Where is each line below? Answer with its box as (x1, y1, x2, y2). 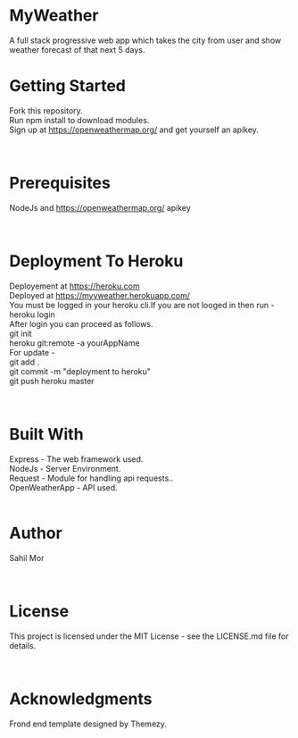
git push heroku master (9, 375, 95, 386)
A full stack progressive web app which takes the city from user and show (9, 35, 282, 46)
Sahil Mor (9, 552, 45, 563)
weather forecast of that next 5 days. (9, 44, 145, 55)
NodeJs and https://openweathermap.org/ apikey (9, 202, 192, 213)
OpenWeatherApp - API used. (9, 482, 118, 492)
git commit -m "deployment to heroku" (9, 365, 152, 376)
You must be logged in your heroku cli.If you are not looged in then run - (9, 299, 275, 310)
